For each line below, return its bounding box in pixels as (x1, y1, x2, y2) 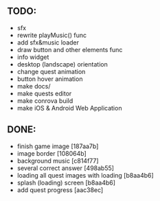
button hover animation (16, 75, 83, 83)
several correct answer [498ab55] (16, 164, 115, 172)
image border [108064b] (16, 149, 87, 157)
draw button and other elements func (16, 45, 123, 54)
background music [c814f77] (16, 156, 99, 165)
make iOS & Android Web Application (16, 104, 122, 112)
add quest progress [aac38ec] (16, 185, 104, 194)
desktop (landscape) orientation (16, 60, 108, 68)
